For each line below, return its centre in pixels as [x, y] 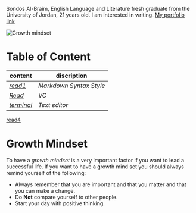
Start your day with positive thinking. [60, 203]
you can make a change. [45, 190]
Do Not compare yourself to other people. [66, 197]
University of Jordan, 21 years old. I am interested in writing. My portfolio [95, 15]
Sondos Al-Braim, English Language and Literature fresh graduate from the [98, 9]
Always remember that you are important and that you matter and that [100, 184]
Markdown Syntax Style [71, 86]
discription [71, 76]
